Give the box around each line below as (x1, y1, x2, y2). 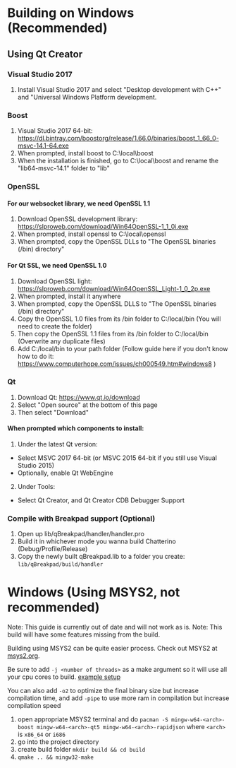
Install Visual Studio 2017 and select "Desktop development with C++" (17, 85, 222, 93)
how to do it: (17, 352, 54, 360)
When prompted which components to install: (7, 424, 144, 432)
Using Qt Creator (7, 48, 83, 60)
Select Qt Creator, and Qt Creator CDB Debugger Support (17, 496, 185, 504)
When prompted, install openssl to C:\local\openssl (17, 230, 166, 238)
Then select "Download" (17, 408, 89, 416)
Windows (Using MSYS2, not (7, 584, 180, 601)
